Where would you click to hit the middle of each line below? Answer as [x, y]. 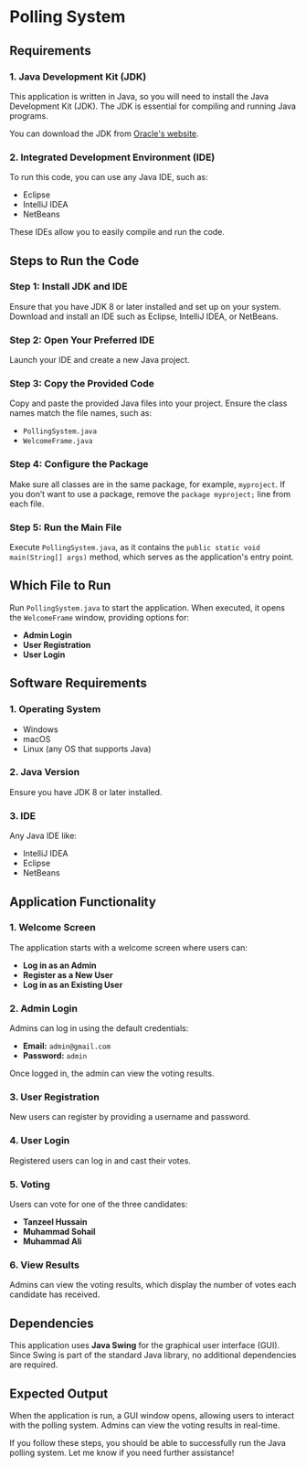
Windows [40, 729]
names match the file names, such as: [81, 413]
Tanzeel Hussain [55, 1222]
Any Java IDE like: [43, 836]
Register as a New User [68, 974]
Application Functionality [83, 902]
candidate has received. [55, 1294]
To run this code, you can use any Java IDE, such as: [109, 177]
